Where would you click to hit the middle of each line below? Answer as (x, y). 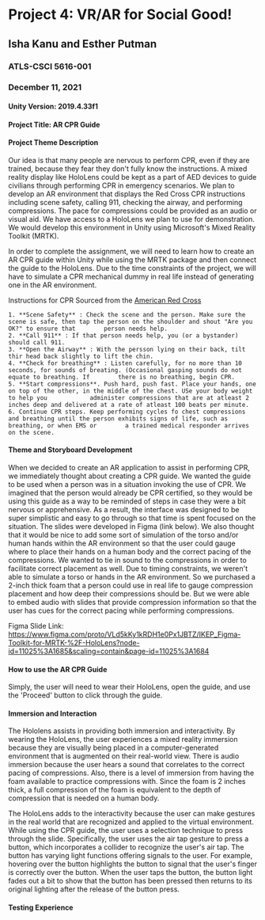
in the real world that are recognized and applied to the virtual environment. (131, 822)
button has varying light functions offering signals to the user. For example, (131, 856)
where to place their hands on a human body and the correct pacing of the (130, 552)
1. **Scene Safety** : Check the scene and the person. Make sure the (127, 314)
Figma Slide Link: (36, 626)
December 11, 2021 (45, 87)
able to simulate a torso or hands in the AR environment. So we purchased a (132, 577)
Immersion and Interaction (53, 713)
